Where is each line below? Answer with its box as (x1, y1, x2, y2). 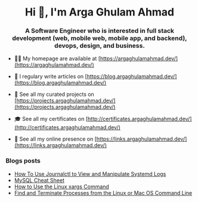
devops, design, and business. (54, 42, 146, 50)
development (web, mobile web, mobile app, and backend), (12, 34, 187, 42)
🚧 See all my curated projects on (14, 91, 95, 98)
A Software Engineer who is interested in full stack (25, 27, 174, 35)
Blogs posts (5, 157, 41, 165)
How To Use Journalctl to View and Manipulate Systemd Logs (14, 170, 166, 178)
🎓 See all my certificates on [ (14, 116, 88, 123)
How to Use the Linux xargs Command (14, 183, 110, 190)
